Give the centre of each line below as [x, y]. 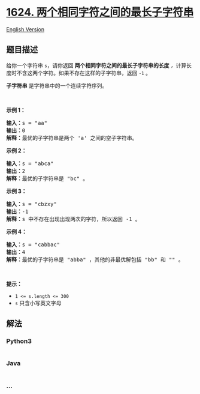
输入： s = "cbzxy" [31, 204]
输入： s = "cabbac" [33, 244]
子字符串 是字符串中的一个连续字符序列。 [57, 85]
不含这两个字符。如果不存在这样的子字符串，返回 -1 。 [84, 73]
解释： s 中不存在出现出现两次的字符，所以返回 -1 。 [73, 219]
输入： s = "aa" [27, 123]
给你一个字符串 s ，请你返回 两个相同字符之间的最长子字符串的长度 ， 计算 [96, 65]
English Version [25, 29]
